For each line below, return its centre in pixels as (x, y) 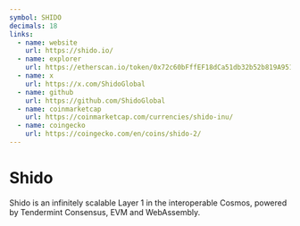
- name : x (35, 76)
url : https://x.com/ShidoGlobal (85, 84)
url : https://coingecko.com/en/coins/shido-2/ (113, 134)
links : (21, 34)
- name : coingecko (52, 126)
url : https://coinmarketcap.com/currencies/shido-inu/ (129, 117)
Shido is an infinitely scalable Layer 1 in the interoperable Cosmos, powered (148, 203)
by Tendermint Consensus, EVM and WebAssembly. (105, 212)
